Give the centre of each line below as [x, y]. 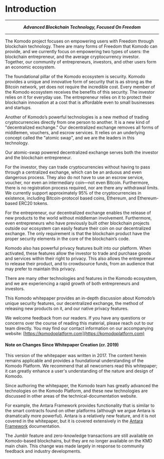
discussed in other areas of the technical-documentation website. [71, 396]
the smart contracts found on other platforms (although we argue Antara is [80, 411]
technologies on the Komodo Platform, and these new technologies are [76, 391]
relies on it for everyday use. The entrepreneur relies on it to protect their [78, 97]
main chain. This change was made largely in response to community [75, 446]
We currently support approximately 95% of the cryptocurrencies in [73, 193]
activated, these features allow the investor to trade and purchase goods [78, 253]
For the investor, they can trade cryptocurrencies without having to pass [78, 167]
